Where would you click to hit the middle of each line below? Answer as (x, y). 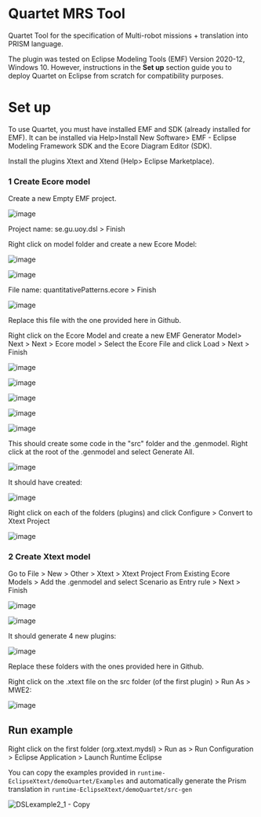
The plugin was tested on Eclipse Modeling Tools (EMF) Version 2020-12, (127, 59)
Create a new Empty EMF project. (62, 199)
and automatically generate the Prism (186, 781)
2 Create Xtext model (49, 557)
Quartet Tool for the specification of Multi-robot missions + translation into (128, 35)
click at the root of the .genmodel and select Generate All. (101, 452)
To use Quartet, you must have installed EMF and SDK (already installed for (129, 129)
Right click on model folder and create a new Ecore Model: (103, 244)
